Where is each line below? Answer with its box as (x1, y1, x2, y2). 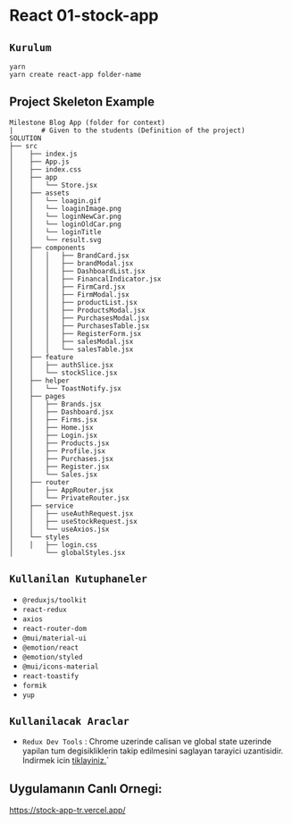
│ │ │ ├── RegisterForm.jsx (9, 329, 142, 338)
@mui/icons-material (21, 662, 99, 671)
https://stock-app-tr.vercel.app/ (9, 805, 127, 816)
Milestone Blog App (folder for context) (9, 118, 166, 127)
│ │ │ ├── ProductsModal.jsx (9, 306, 146, 315)
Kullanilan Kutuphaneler (9, 573, 148, 585)
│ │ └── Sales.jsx (9, 470, 98, 479)
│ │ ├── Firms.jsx (9, 415, 98, 425)
